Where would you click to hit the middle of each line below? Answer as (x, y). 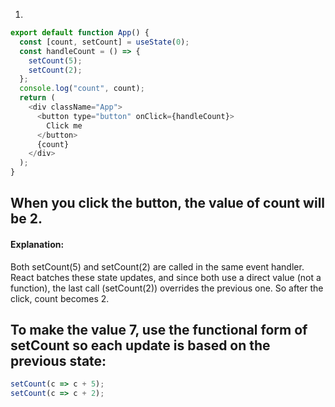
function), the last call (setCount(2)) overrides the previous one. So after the (167, 288)
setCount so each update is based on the (140, 345)
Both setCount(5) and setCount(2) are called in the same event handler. (157, 266)
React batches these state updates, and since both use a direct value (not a (166, 277)
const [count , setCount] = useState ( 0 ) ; (104, 42)
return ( (37, 98)
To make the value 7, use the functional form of (159, 329)
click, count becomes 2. (60, 298)
